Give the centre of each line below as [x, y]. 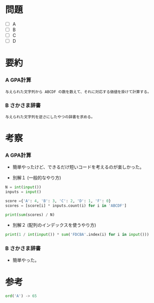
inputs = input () [23, 192]
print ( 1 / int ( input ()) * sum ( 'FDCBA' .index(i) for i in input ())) [77, 234]
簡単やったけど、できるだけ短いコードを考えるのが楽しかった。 [78, 167]
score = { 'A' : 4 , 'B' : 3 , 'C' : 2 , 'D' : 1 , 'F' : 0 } [58, 201]
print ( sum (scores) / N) [30, 215]
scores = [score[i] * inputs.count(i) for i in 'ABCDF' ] [66, 206]
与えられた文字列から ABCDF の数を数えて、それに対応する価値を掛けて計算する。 [78, 92]
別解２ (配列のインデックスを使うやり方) [54, 225]
